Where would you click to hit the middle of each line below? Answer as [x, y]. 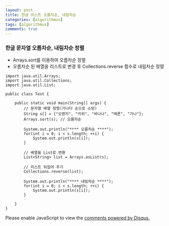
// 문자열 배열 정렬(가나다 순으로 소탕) [60, 109]
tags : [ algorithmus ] [27, 24]
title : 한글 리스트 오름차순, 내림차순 [41, 15]
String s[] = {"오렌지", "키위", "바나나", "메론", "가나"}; [84, 114]
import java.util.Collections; [39, 81]
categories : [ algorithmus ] [34, 19]
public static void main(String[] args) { [60, 103]
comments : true [22, 29]
